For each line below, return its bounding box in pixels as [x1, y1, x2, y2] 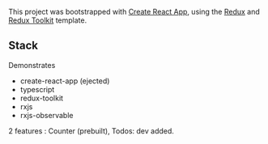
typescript [19, 84, 55, 94]
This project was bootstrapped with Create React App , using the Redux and [8, 7, 261, 16]
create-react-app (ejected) [19, 76, 110, 86]
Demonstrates [8, 60, 56, 70]
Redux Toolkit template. [8, 15, 87, 25]
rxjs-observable [19, 110, 74, 120]
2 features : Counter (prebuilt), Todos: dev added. [8, 125, 174, 136]
